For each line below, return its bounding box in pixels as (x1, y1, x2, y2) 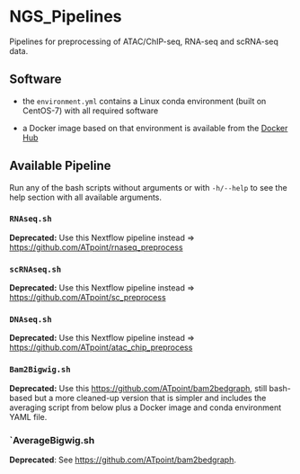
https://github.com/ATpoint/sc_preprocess (9, 292, 166, 303)
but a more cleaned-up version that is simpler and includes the (34, 392, 267, 403)
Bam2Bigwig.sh (9, 364, 71, 375)
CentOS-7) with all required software (22, 105, 159, 116)
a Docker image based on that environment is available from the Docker (22, 122, 288, 133)
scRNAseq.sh (9, 264, 62, 274)
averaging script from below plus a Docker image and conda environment (9, 402, 282, 413)
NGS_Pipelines (9, 6, 122, 27)
